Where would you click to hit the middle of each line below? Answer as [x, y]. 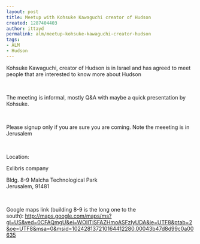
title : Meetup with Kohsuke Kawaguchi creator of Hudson [79, 17]
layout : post [22, 12]
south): [15, 216]
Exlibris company [28, 168]
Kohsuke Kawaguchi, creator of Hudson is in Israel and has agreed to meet [99, 68]
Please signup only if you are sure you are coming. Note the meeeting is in [98, 127]
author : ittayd [25, 28]
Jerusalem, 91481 [28, 186]
